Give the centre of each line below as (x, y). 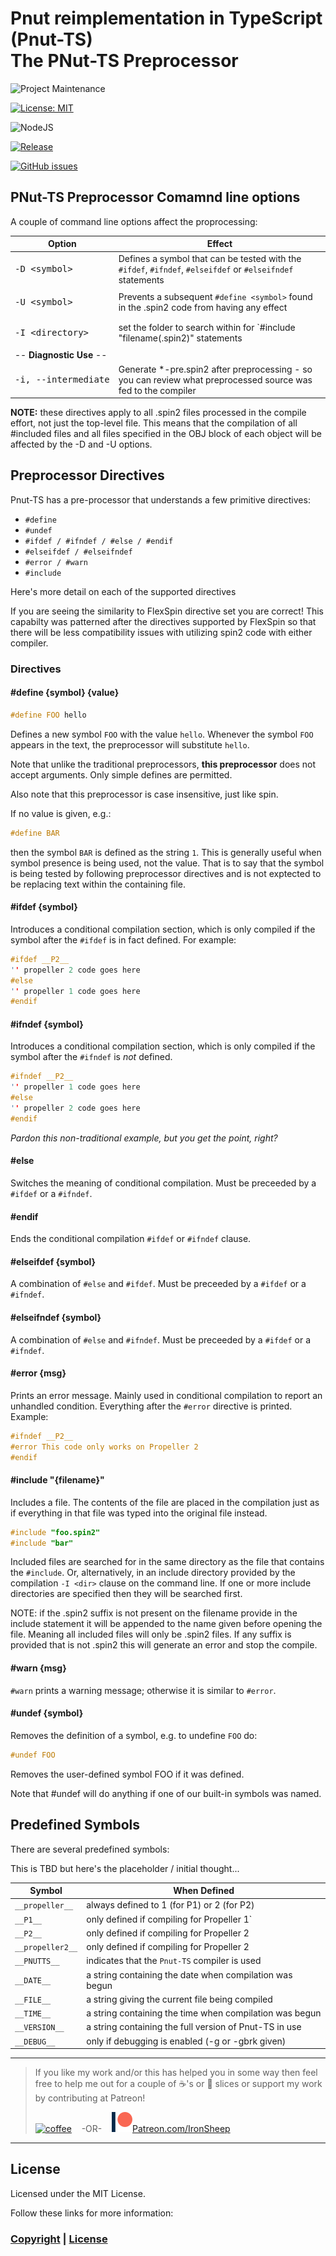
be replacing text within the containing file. (98, 884)
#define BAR (35, 833)
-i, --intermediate (62, 379)
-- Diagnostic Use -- (61, 355)
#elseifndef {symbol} (56, 1318)
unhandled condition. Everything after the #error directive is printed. (151, 1406)
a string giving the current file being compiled (179, 1999)
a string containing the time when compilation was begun (204, 2013)
